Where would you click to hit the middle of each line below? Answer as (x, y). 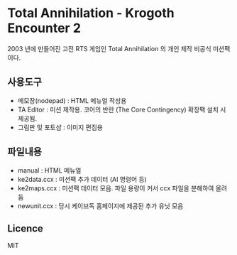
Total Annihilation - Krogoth (91, 13)
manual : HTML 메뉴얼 (49, 170)
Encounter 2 (44, 28)
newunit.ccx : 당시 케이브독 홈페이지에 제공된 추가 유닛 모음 (100, 206)
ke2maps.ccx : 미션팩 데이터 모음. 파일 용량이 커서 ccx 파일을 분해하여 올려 (122, 188)
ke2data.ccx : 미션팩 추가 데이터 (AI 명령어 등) (82, 179)
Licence (26, 228)
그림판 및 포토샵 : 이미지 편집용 (60, 127)
